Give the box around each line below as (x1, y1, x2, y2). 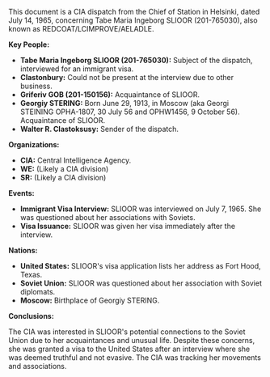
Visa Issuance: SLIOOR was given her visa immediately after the (19, 222, 236, 231)
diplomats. (19, 287, 56, 296)
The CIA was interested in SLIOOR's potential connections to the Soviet (8, 327, 246, 337)
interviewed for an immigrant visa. (19, 64, 134, 74)
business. (19, 81, 53, 91)
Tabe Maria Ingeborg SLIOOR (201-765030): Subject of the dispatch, (19, 56, 253, 65)
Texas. (19, 270, 43, 279)
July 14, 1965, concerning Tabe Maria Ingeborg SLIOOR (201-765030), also (8, 15, 258, 25)
